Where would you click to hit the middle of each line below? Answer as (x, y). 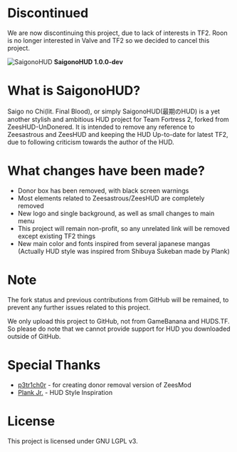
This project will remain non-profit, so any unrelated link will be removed (123, 228)
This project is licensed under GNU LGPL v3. (73, 441)
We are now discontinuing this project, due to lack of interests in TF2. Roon (117, 33)
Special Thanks (54, 365)
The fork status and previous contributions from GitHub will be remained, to (118, 299)
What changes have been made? (106, 171)
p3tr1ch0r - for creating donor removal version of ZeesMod (105, 385)
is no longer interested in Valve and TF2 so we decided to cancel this (109, 40)
